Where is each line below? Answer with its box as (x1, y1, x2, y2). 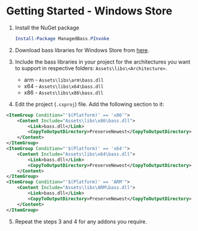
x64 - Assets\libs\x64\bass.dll (23, 82, 104, 89)
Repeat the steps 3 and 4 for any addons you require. (14, 218, 148, 225)
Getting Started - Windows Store (6, 4, 173, 18)
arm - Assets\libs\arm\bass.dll (23, 76, 104, 83)
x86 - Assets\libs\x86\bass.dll (23, 89, 104, 96)
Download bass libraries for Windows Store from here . (14, 46, 149, 53)
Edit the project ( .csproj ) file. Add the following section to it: (14, 100, 164, 107)
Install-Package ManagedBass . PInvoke (14, 35, 110, 41)
